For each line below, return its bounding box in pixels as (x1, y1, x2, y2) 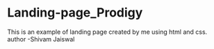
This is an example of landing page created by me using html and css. (7, 28, 208, 36)
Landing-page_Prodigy (7, 5, 143, 21)
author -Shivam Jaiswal (7, 35, 75, 43)
